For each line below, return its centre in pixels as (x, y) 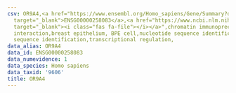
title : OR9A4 (26, 79)
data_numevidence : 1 (38, 59)
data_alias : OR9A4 (34, 46)
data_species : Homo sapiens (48, 66)
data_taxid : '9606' (36, 72)
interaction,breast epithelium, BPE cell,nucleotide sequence (106, 33)
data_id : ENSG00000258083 (45, 53)
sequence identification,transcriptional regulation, (94, 40)
